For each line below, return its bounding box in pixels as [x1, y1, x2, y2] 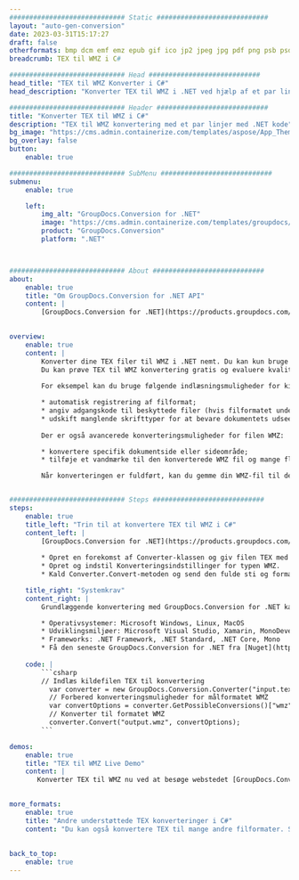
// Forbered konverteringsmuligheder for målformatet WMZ [48, 693, 269, 702]
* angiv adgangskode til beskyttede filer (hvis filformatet [41, 406, 273, 415]
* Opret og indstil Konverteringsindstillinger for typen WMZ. [41, 562, 280, 571]
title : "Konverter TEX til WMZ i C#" [9, 111, 149, 120]
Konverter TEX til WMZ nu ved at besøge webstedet [36, 776, 229, 785]
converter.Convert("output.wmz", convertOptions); [48, 718, 241, 727]
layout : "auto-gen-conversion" [9, 21, 125, 30]
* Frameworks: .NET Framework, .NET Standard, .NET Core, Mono [41, 635, 280, 644]
